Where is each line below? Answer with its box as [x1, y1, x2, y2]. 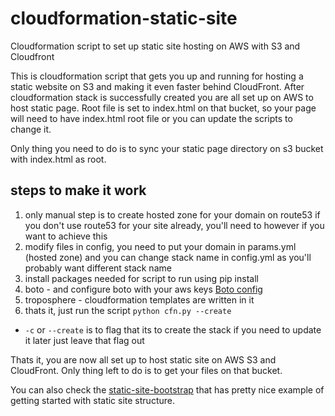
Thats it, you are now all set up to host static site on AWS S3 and [10, 353, 277, 366]
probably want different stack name [24, 262, 172, 274]
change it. [10, 123, 52, 135]
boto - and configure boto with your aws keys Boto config [24, 283, 263, 295]
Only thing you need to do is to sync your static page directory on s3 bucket [10, 142, 324, 154]
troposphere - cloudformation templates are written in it [24, 293, 255, 306]
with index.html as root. [10, 153, 107, 165]
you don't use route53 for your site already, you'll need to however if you [24, 219, 325, 231]
